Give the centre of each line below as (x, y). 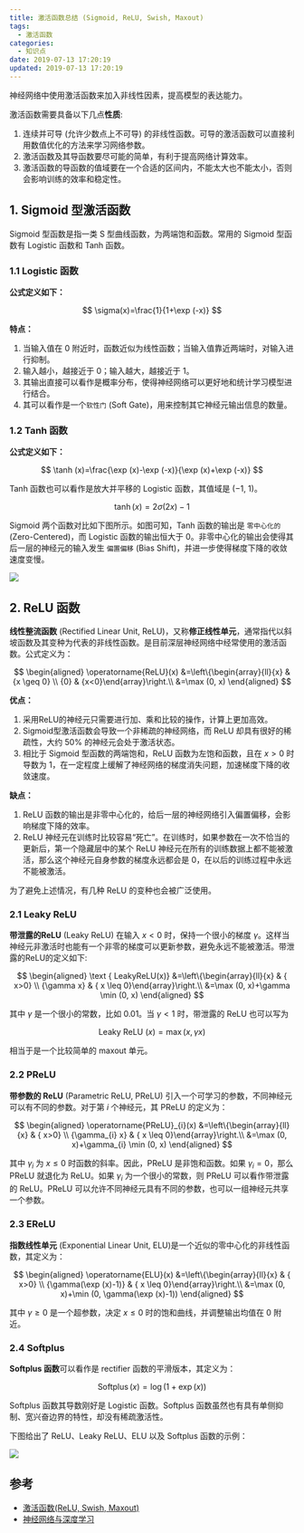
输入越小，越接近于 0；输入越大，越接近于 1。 (108, 370)
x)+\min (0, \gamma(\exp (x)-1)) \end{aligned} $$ (152, 1293)
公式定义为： (49, 654)
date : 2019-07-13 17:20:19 (60, 60)
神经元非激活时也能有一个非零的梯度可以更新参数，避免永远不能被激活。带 (148, 946)
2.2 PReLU (33, 1075)
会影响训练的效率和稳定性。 (74, 178)
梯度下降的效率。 (62, 826)
